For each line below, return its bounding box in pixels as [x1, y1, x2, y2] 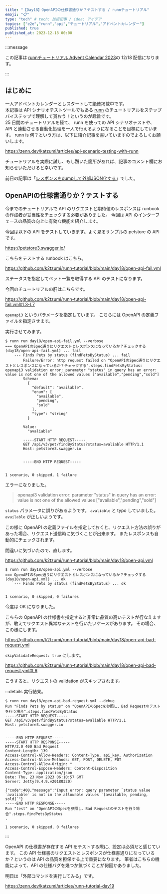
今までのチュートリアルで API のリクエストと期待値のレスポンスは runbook [5, 205, 160, 211]
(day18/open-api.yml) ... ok [5, 576, 66, 582]
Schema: [23, 376, 39, 381]
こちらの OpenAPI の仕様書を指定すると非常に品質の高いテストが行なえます [5, 614, 161, 620]
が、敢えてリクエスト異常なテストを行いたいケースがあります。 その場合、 [5, 620, 159, 626]
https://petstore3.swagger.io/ [5, 245, 65, 251]
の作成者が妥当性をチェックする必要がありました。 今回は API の [5, 212, 139, 218]
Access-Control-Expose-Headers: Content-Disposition [5, 766, 117, 771]
